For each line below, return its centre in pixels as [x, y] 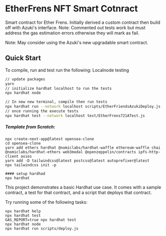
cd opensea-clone [23, 143]
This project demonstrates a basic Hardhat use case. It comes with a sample [83, 187]
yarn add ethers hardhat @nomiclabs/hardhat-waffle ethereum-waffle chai [83, 147]
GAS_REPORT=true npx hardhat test [41, 220]
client [12, 156]
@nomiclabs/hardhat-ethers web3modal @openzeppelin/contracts [71, 152]
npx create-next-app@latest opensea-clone [50, 139]
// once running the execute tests [42, 111]
